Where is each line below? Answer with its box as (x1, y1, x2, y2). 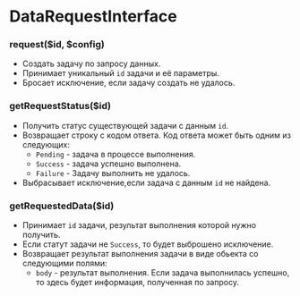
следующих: (21, 139, 70, 149)
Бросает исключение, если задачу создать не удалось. (21, 78, 236, 89)
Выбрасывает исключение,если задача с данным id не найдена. (21, 177, 271, 188)
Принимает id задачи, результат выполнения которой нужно (21, 220, 257, 231)
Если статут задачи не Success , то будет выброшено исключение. (21, 239, 274, 249)
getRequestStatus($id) (9, 100, 112, 113)
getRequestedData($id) (9, 199, 115, 212)
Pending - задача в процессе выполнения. (35, 148, 196, 159)
